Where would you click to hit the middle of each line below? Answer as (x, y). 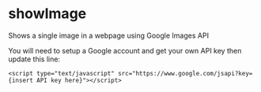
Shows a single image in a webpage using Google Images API (109, 35)
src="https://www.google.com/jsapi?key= (185, 73)
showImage (47, 14)
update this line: (34, 59)
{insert (21, 80)
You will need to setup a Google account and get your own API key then (125, 50)
